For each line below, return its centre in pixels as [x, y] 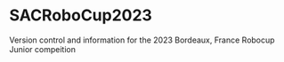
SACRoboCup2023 [81, 15]
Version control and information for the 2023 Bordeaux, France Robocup [142, 40]
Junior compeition [42, 49]
